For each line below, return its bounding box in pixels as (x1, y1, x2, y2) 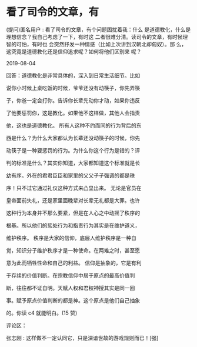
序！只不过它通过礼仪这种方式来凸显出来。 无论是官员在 (6, 184, 142, 191)
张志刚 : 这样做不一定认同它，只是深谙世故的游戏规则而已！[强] (6, 334, 159, 341)
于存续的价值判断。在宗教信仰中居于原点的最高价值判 (6, 272, 135, 279)
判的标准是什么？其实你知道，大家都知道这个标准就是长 (6, 159, 140, 166)
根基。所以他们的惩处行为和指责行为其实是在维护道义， (6, 222, 140, 229)
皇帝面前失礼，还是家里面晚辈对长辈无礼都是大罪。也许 (6, 196, 140, 203)
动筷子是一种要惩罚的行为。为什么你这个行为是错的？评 (6, 146, 140, 154)
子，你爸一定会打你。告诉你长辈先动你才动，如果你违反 (6, 96, 140, 104)
